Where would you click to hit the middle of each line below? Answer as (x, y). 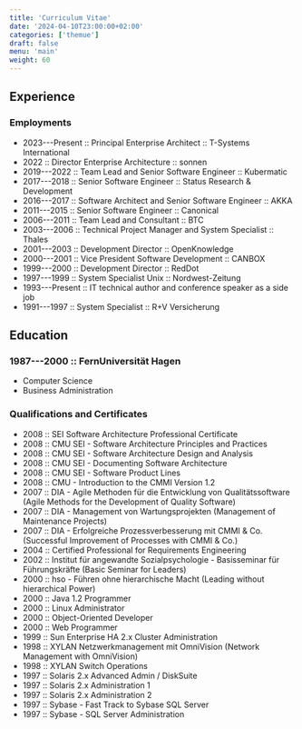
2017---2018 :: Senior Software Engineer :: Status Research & (136, 181)
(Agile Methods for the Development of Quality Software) (129, 502)
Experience (42, 97)
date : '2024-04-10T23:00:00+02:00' (77, 26)
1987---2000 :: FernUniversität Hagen (95, 361)
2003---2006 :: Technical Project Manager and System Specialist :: (148, 229)
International (46, 152)
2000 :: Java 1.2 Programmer (77, 598)
